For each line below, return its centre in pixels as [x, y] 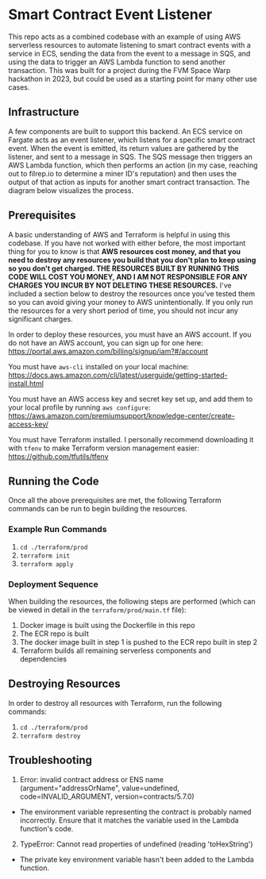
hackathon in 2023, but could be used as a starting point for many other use [133, 79]
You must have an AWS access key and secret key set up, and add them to [131, 399]
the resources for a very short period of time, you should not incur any [123, 310]
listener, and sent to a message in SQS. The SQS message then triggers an [130, 156]
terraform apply [46, 564]
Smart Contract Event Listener [110, 15]
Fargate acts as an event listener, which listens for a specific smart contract [132, 140]
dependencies [43, 659]
